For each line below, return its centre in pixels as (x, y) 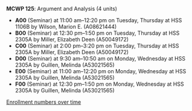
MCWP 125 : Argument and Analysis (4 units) (62, 9)
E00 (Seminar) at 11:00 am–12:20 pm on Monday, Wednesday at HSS (101, 71)
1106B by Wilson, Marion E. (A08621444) (66, 27)
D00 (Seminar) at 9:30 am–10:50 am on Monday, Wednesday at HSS (100, 58)
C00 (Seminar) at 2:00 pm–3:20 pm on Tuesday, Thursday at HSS (97, 46)
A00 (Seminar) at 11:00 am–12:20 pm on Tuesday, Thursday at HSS (98, 20)
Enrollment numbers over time (44, 102)
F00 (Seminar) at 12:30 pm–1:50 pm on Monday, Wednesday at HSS (99, 84)
